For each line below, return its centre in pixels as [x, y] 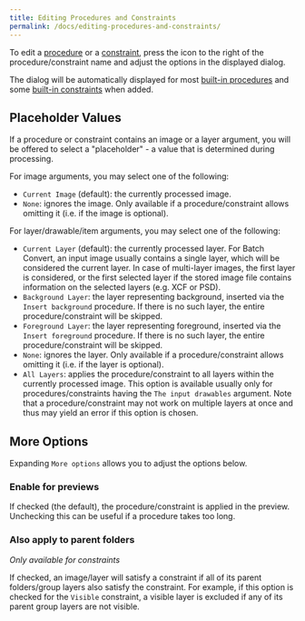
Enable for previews [54, 487]
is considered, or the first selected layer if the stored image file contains [157, 277]
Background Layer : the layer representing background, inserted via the [153, 297]
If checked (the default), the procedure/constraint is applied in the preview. [150, 506]
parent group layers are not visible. [75, 606]
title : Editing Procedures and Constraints [93, 18]
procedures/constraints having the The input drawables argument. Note [157, 394]
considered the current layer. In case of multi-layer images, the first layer [159, 268]
